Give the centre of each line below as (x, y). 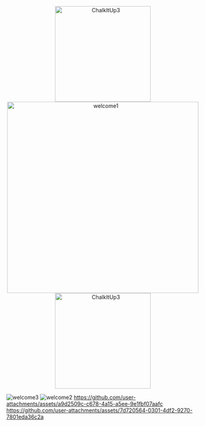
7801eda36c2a (25, 417)
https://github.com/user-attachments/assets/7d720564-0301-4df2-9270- (99, 410)
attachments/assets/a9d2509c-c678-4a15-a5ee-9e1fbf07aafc (85, 404)
